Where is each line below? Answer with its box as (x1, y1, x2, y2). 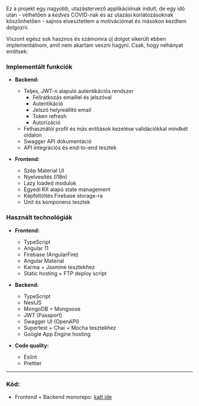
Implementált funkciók (6, 62, 73, 70)
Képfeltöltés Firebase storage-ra (23, 192, 103, 199)
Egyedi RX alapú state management (23, 186, 111, 193)
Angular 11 (23, 244, 49, 252)
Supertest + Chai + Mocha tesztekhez (23, 324, 117, 331)
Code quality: (14, 341, 49, 349)
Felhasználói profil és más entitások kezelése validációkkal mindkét (23, 125, 188, 133)
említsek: (6, 48, 28, 55)
